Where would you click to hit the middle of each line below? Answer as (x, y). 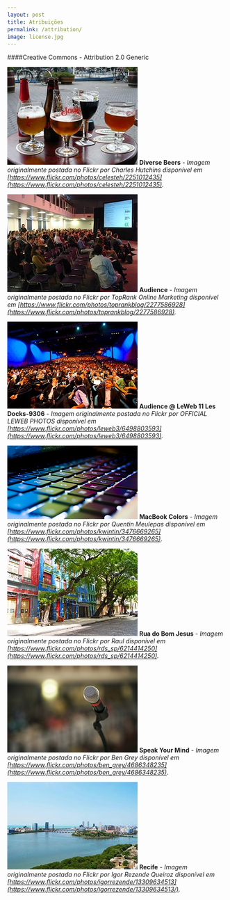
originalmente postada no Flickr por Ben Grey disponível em (93, 757)
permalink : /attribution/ (44, 29)
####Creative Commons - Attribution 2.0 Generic (78, 57)
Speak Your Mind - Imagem (179, 750)
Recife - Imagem (163, 867)
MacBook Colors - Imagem (178, 517)
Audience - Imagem (168, 290)
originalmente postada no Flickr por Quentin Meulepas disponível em (106, 524)
